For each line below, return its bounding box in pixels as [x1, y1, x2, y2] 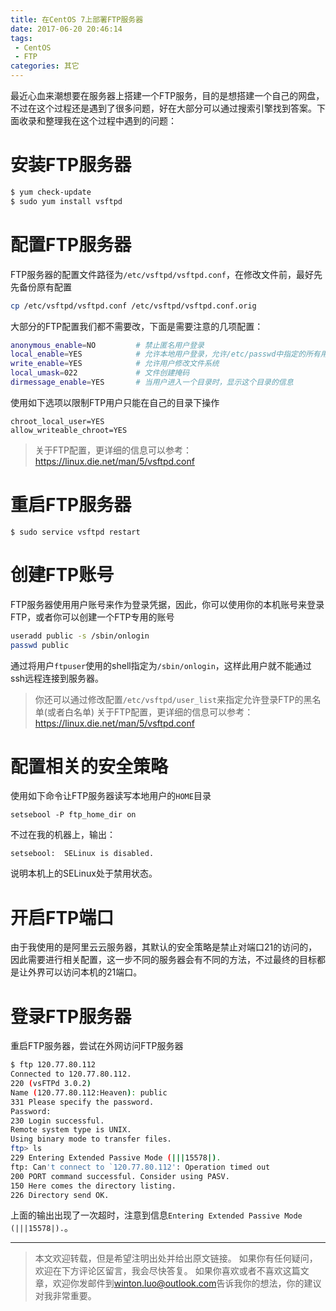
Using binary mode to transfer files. [10, 1134, 172, 1145]
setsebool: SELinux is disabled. [10, 849, 155, 859]
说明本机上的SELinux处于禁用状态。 [10, 867, 158, 880]
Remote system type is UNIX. [10, 1125, 132, 1135]
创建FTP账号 [10, 564, 115, 586]
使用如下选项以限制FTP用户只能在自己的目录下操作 [10, 396, 220, 408]
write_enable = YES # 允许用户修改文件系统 [10, 359, 220, 369]
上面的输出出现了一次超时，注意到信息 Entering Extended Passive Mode [10, 1209, 303, 1221]
